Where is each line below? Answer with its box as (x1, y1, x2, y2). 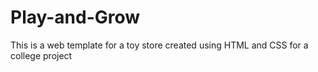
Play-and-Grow (10, 6, 141, 29)
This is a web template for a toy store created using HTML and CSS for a (10, 39, 309, 51)
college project (10, 49, 73, 61)
